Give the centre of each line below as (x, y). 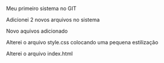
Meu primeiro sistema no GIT (41, 8)
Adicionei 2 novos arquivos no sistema (53, 20)
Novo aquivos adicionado (37, 31)
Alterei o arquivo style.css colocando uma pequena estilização (82, 42)
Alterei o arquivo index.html (40, 54)
